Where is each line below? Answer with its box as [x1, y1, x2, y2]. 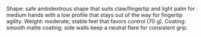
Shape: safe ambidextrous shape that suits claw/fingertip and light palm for [6, 5, 195, 12]
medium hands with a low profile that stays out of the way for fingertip [6, 11, 183, 18]
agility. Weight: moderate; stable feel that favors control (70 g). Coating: [6, 18, 186, 24]
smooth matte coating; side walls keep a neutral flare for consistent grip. [6, 24, 188, 31]
